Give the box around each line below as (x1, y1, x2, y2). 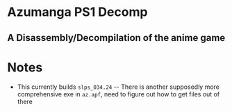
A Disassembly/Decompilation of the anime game (7, 32, 226, 44)
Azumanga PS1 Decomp (7, 4, 148, 20)
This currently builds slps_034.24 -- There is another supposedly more (17, 83, 220, 91)
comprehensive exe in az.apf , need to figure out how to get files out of (17, 89, 220, 98)
